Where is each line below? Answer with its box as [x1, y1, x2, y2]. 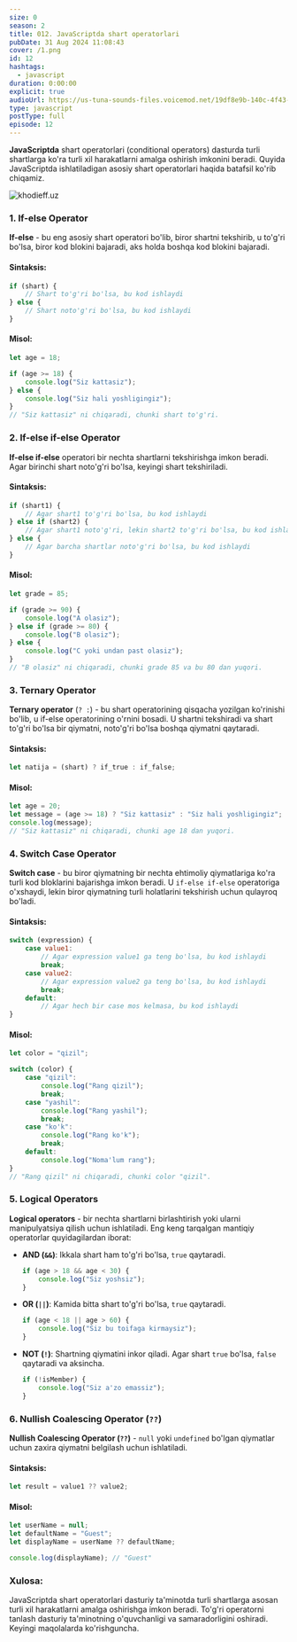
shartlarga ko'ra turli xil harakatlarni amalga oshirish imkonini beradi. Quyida [9, 154, 286, 164]
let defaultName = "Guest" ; [9, 1529, 113, 1538]
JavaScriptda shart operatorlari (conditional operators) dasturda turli [9, 145, 261, 155]
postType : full [9, 112, 65, 121]
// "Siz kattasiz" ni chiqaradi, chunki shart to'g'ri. [9, 410, 219, 419]
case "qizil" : [25, 1074, 77, 1083]
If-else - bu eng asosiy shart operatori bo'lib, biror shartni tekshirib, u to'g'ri [9, 232, 286, 243]
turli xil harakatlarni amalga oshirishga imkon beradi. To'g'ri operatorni [9, 1604, 264, 1615]
